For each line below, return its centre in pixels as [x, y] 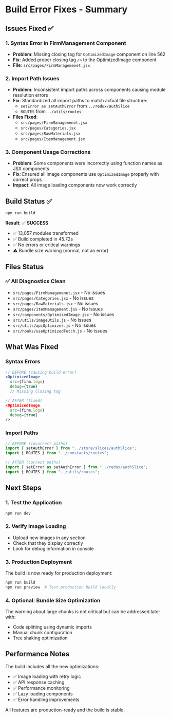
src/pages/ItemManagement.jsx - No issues [58, 309]
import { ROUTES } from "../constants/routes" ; [57, 453]
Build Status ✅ [29, 201]
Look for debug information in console [53, 548]
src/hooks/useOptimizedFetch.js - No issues [60, 330]
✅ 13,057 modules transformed [45, 233]
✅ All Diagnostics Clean [35, 281]
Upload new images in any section [49, 538]
